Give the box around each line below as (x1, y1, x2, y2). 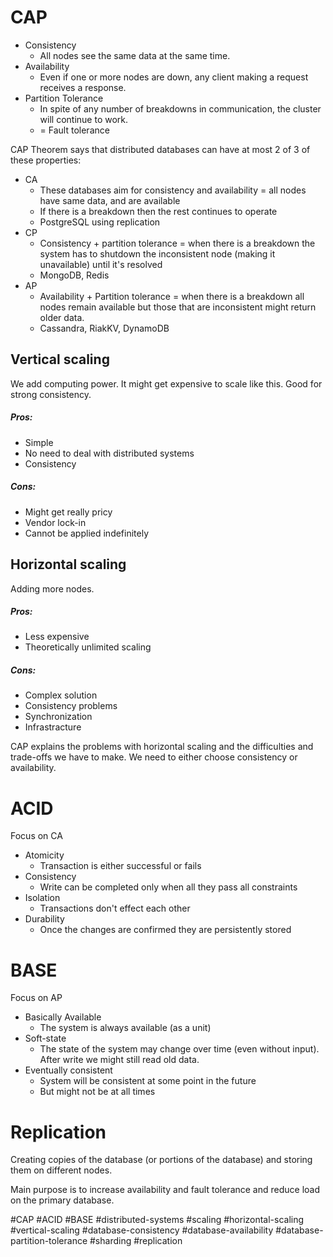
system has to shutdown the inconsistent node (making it (39, 247, 276, 260)
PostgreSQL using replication (39, 216, 161, 228)
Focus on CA (10, 830, 63, 842)
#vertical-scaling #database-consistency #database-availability (10, 1224, 274, 1236)
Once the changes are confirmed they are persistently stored (39, 924, 292, 936)
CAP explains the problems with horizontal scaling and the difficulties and (10, 741, 314, 753)
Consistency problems (24, 700, 118, 712)
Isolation (24, 892, 61, 904)
